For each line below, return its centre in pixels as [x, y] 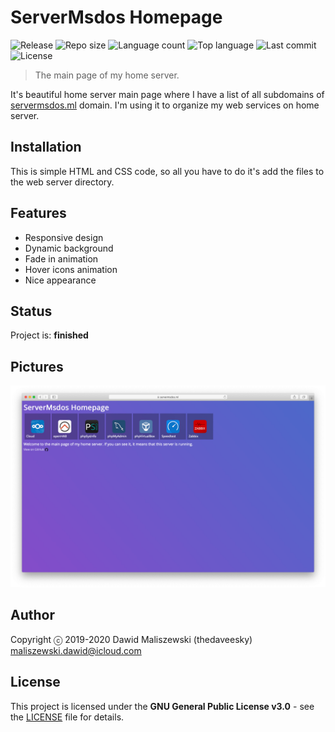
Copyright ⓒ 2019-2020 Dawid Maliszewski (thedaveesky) [131, 639]
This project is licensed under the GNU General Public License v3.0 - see [162, 706]
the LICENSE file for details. [67, 717]
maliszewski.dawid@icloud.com [76, 650]
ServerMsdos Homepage [116, 17]
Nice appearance [60, 280]
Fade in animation [61, 258]
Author [32, 615]
